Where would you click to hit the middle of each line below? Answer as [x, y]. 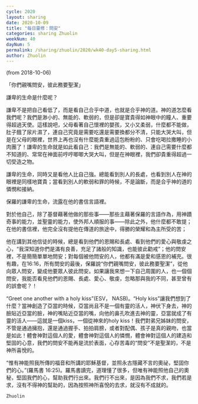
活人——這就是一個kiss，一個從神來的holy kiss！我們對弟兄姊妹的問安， [104, 321]
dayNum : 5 [18, 45]
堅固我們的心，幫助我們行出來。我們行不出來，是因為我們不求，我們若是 [104, 377]
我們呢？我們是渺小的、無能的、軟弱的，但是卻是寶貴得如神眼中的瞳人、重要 [99, 117]
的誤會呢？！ [22, 286]
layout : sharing [26, 17]
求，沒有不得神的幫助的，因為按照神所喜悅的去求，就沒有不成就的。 [89, 384]
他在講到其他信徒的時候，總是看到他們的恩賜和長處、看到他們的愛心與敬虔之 [99, 241]
